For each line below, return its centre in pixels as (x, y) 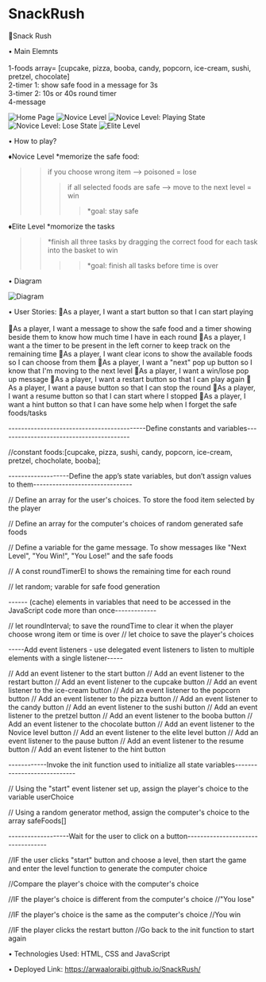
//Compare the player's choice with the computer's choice (104, 884)
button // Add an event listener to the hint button (87, 749)
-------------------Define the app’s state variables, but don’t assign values (130, 476)
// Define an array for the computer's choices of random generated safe (126, 523)
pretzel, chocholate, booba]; (54, 460)
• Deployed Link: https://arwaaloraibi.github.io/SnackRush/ (104, 969)
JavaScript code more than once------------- (83, 610)
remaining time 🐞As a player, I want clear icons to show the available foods (130, 353)
